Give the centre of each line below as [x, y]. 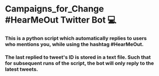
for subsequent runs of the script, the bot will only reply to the [79, 63]
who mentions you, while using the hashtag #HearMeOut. [74, 44]
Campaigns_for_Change [55, 9]
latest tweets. [22, 69]
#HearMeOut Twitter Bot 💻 [61, 20]
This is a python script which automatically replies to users [76, 38]
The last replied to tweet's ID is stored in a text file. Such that [78, 57]
